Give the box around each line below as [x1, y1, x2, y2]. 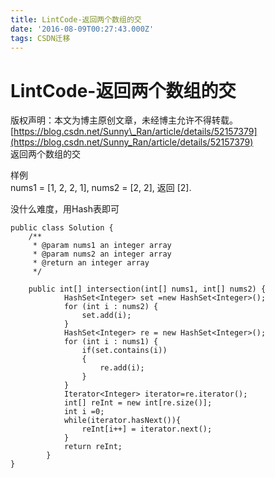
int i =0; [63, 407, 105, 417]
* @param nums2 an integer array [32, 249, 172, 260]
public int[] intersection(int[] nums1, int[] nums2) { [28, 284, 267, 295]
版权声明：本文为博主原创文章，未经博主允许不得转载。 [10, 114, 238, 126]
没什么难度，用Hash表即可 [10, 203, 120, 215]
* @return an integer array [32, 258, 150, 268]
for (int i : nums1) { [63, 337, 159, 347]
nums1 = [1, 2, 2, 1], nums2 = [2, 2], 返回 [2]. [10, 182, 192, 194]
